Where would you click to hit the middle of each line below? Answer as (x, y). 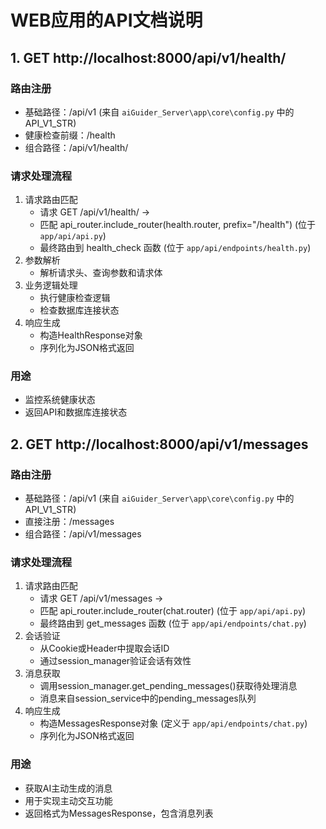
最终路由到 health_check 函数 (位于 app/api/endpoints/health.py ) (175, 248)
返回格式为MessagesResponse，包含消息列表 (119, 813)
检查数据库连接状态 (79, 310)
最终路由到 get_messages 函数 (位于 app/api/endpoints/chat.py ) (173, 623)
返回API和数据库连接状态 (76, 412)
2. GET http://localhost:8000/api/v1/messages (159, 444)
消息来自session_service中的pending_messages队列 (148, 698)
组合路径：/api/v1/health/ (76, 147)
